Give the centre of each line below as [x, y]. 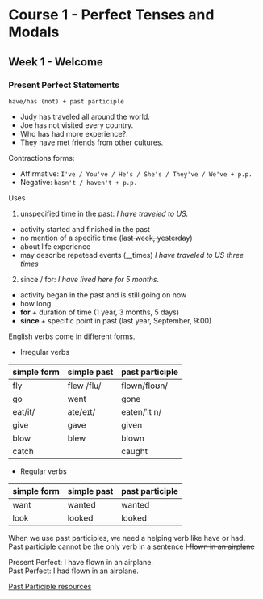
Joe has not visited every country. [77, 125]
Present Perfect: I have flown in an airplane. [81, 562]
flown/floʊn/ [144, 386]
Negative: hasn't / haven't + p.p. [79, 182]
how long [35, 303]
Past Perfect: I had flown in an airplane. [74, 571]
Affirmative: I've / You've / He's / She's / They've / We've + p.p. [136, 173]
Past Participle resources [50, 586]
